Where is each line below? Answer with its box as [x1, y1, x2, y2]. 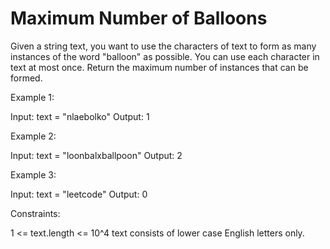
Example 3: [10, 168, 57, 181]
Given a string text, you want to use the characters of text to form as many [10, 40, 317, 52]
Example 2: [10, 130, 57, 142]
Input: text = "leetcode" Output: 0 [10, 188, 148, 200]
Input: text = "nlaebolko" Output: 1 [10, 110, 150, 122]
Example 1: [10, 91, 55, 103]
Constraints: [10, 207, 61, 219]
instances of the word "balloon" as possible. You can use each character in [10, 50, 320, 62]
